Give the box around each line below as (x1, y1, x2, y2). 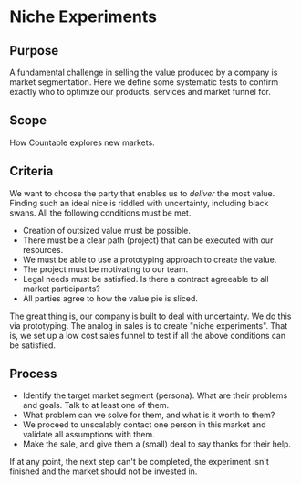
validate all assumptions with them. (22, 429, 155, 440)
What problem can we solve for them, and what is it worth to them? (22, 409, 275, 421)
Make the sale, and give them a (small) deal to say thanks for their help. (22, 438, 292, 449)
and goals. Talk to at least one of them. (22, 400, 170, 411)
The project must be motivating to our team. (22, 263, 189, 275)
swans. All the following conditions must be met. (9, 207, 192, 218)
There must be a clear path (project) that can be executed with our (22, 235, 274, 246)
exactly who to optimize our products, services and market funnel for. (9, 87, 271, 97)
